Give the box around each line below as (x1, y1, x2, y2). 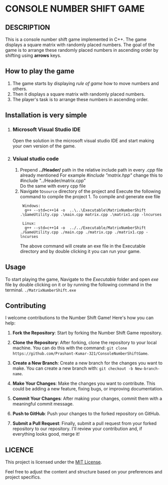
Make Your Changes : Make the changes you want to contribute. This (12, 380, 155, 386)
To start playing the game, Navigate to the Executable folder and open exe (5, 276, 159, 282)
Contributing (5, 301, 46, 310)
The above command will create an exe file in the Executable (20, 242, 145, 249)
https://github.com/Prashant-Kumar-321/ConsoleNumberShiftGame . (12, 350, 149, 356)
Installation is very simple (5, 111, 87, 120)
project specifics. (5, 474, 41, 480)
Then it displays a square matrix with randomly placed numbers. (12, 91, 145, 97)
